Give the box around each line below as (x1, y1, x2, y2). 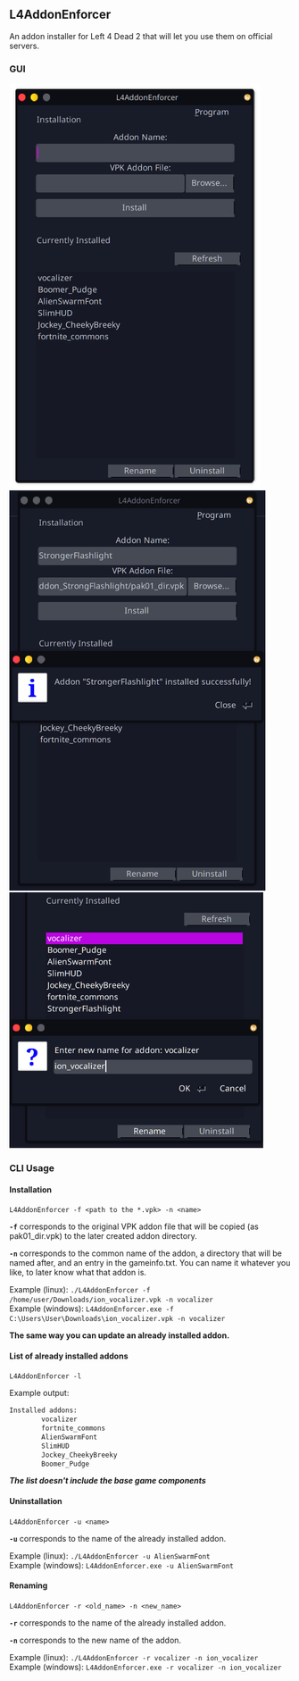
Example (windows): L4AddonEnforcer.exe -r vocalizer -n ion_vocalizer (9, 1661, 282, 1672)
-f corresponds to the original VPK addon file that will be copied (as (9, 1221, 259, 1232)
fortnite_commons (41, 1424, 105, 1433)
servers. (9, 40, 40, 51)
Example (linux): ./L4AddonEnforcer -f (9, 1284, 151, 1295)
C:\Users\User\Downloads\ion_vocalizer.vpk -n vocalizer (9, 1315, 226, 1324)
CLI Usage (9, 1162, 55, 1175)
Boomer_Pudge (41, 1459, 90, 1468)
